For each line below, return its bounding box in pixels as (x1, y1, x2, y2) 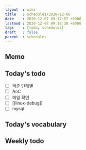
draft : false (5, 30, 38, 35)
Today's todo (5, 69, 46, 77)
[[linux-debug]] (12, 100, 43, 106)
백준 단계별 (12, 83, 34, 89)
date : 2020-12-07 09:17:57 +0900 (5, 16, 82, 21)
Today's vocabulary (5, 120, 67, 128)
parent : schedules (5, 35, 47, 40)
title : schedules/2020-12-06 (5, 12, 70, 17)
